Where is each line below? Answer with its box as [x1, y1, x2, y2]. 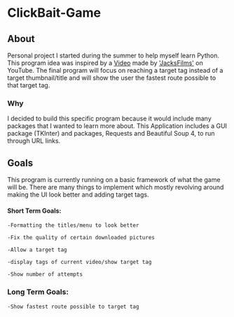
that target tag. [7, 81, 50, 89]
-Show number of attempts [7, 271, 83, 278]
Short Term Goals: [7, 206, 62, 215]
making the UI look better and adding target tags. [7, 190, 149, 199]
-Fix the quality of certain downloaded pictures [7, 234, 156, 241]
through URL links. [7, 136, 61, 145]
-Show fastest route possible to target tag [7, 303, 139, 310]
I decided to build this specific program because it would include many [7, 114, 212, 123]
